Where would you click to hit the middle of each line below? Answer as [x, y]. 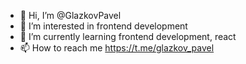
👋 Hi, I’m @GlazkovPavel [70, 15]
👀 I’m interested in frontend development [103, 26]
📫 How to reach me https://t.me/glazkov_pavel [117, 48]
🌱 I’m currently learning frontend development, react [128, 36]
